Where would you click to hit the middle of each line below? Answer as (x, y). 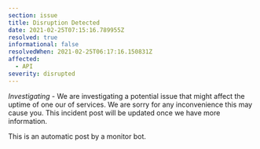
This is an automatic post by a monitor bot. (77, 136)
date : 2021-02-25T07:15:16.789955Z (66, 30)
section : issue (33, 15)
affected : (24, 60)
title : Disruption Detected (54, 23)
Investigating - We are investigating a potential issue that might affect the (126, 96)
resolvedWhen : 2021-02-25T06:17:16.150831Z (81, 52)
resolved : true (33, 37)
